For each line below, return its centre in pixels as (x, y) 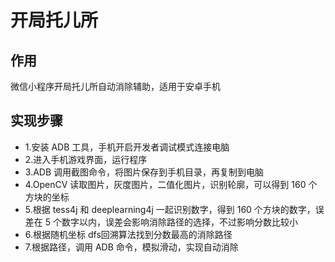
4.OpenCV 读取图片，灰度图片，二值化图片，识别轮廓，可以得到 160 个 (171, 184)
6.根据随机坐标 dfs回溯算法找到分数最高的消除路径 (128, 234)
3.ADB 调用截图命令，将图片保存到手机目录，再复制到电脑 (144, 172)
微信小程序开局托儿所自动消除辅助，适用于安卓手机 (115, 86)
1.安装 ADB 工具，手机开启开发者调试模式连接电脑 (127, 147)
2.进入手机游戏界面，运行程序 (86, 159)
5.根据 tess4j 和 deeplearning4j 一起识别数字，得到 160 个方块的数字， (170, 209)
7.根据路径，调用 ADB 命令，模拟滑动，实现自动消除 (131, 247)
